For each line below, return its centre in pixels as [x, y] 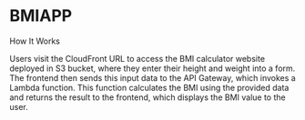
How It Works [35, 41]
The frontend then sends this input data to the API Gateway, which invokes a [152, 77]
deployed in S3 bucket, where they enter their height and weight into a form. [152, 68]
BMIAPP [41, 16]
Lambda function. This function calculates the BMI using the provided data [149, 87]
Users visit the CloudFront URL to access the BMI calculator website [137, 58]
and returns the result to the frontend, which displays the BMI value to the [147, 97]
